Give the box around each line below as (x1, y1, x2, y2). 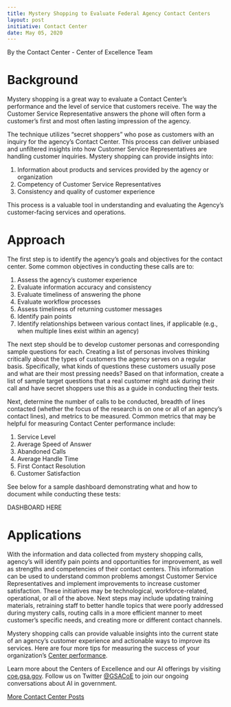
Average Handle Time (16, 455, 79, 463)
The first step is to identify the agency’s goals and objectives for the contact (7, 255, 223, 264)
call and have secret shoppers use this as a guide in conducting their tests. (7, 384, 219, 392)
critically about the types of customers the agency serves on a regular (7, 355, 206, 363)
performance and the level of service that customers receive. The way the (7, 103, 217, 111)
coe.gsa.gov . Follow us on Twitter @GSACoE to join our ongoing (7, 672, 189, 680)
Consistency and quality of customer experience (16, 187, 155, 196)
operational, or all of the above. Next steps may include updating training (7, 594, 214, 602)
